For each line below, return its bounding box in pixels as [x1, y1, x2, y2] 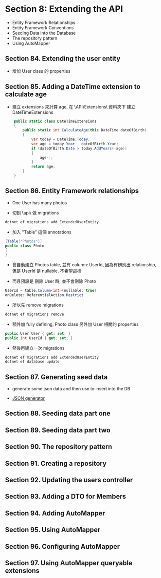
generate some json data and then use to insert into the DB [12, 386, 130, 392]
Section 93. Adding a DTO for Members [5, 492, 126, 501]
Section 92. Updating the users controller [5, 476, 133, 484]
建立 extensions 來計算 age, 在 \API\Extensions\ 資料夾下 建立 [12, 104, 136, 109]
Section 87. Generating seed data [5, 373, 108, 381]
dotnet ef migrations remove [5, 312, 64, 317]
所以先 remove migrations [12, 302, 64, 308]
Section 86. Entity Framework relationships [5, 187, 139, 195]
